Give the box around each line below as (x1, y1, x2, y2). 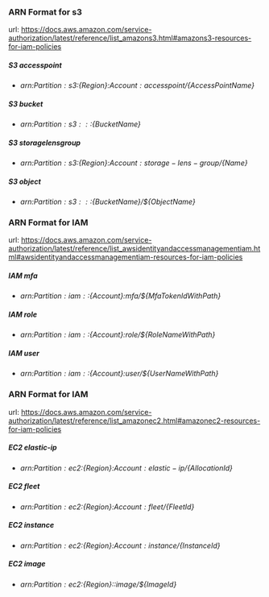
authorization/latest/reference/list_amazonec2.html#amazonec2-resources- (8, 416, 261, 425)
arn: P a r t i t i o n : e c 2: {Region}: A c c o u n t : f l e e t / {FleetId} (19, 502, 195, 512)
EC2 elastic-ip (8, 442, 58, 453)
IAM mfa (8, 271, 38, 280)
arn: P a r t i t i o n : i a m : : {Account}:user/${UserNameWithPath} (19, 369, 219, 379)
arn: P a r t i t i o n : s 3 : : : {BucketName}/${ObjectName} (19, 197, 196, 207)
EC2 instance (8, 520, 55, 530)
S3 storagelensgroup (8, 138, 81, 147)
